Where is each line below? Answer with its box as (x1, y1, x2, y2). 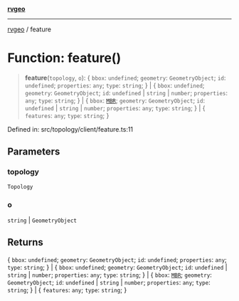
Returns (7, 236, 44, 248)
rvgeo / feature (7, 25, 52, 33)
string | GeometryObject (7, 216, 77, 224)
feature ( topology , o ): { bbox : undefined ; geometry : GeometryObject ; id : (24, 73, 226, 82)
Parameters (7, 146, 60, 158)
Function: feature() (7, 50, 122, 66)
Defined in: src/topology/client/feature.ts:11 (7, 125, 134, 133)
